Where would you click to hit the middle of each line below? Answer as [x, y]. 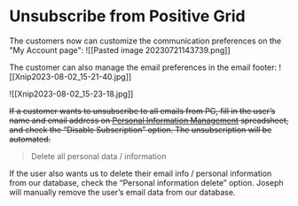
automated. [30, 139]
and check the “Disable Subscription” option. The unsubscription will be [141, 129]
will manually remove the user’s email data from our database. [122, 192]
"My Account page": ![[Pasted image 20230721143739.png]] [120, 50]
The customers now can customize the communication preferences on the [145, 41]
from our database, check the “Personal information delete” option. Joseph [146, 182]
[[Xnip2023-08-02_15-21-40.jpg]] [71, 76]
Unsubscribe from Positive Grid [127, 16]
